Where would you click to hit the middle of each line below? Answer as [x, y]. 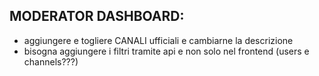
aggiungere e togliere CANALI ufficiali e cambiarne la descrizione [158, 40]
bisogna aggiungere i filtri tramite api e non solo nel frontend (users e [166, 51]
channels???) [51, 61]
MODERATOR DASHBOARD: [97, 16]
